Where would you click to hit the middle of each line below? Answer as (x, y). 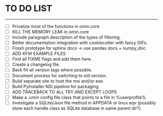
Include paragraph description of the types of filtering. (66, 37)
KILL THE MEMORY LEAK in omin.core (50, 32)
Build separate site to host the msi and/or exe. (58, 81)
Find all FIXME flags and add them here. (52, 59)
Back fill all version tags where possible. (52, 70)
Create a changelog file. (36, 65)
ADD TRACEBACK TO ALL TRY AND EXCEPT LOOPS (65, 92)
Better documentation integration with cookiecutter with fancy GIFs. (80, 43)
